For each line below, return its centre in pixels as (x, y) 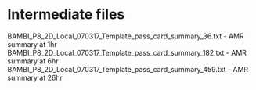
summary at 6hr (33, 61)
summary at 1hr (32, 44)
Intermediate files (66, 14)
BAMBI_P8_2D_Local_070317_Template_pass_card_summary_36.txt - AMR (126, 36)
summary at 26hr (35, 77)
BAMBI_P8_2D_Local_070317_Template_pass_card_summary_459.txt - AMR (128, 69)
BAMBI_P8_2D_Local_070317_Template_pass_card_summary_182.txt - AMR (127, 52)
